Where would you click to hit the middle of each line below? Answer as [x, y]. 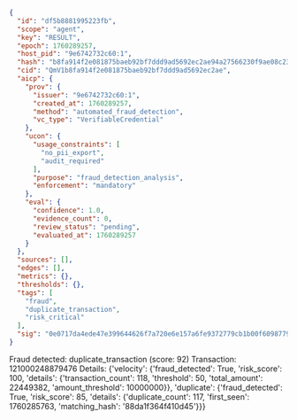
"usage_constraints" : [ [76, 144]
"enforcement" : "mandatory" [84, 186]
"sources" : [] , [45, 260]
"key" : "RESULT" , [49, 37]
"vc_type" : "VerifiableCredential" [98, 120]
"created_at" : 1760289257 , [82, 103]
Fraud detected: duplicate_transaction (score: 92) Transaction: [123, 359]
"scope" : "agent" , [51, 29]
